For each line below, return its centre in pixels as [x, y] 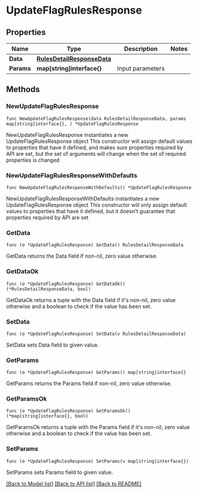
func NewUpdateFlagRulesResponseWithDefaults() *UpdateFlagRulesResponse [99, 187]
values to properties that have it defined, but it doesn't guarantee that [91, 211]
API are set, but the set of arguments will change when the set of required [96, 153]
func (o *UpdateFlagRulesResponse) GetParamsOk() [69, 411]
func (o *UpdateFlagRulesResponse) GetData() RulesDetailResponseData [95, 245]
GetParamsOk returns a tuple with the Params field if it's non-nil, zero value [98, 427]
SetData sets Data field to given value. [53, 345]
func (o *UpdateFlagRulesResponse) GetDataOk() [66, 284]
